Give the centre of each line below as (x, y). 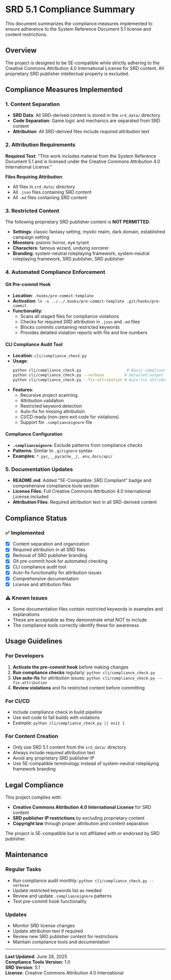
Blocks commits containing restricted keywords (70, 327)
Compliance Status (36, 518)
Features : (23, 390)
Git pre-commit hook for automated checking (60, 561)
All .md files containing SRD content (50, 197)
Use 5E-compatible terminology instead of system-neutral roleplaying (86, 763)
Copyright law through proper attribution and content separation (81, 824)
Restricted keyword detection (51, 406)
